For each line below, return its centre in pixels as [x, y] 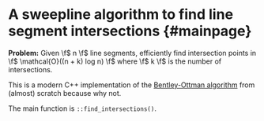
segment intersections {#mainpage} [130, 31]
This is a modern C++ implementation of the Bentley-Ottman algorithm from [132, 85]
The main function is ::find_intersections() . [82, 108]
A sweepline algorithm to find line [121, 15]
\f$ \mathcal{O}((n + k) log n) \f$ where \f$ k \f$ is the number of [115, 61]
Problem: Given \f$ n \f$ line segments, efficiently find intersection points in [132, 53]
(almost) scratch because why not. [65, 93]
